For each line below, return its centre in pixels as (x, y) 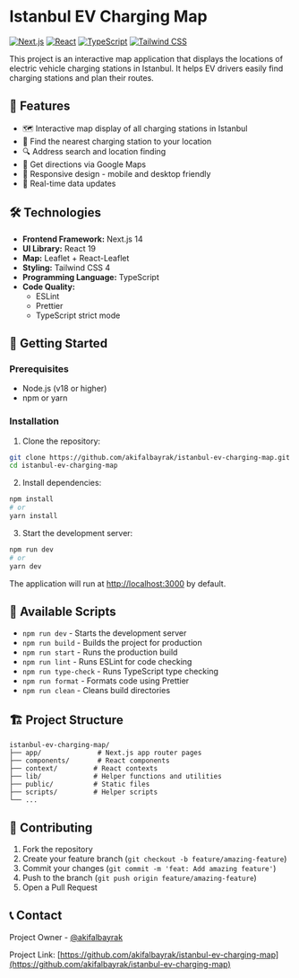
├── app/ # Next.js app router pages (106, 753)
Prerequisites (39, 368)
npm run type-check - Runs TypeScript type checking (120, 672)
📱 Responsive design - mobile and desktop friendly (116, 173)
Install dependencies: (62, 483)
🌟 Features (40, 106)
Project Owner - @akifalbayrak (66, 937)
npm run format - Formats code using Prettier (106, 681)
